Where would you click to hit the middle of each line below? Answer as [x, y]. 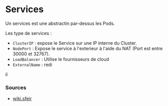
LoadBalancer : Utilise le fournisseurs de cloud [61, 59]
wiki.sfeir [22, 99]
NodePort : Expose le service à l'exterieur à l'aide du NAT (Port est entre [88, 48]
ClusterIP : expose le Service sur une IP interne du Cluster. [75, 43]
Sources [16, 87]
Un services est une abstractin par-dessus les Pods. [60, 23]
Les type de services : [29, 33]
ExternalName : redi [32, 64]
